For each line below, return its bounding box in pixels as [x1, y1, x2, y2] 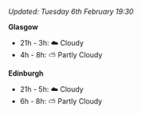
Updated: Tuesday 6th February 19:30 [8, 7, 134, 16]
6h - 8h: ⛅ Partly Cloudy [19, 96, 102, 106]
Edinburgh [8, 69, 44, 78]
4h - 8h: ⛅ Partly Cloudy [19, 50, 103, 59]
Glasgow [8, 22, 38, 31]
